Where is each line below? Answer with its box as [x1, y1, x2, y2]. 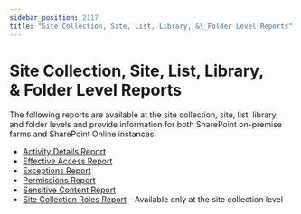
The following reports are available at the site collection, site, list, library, [9, 109, 278, 120]
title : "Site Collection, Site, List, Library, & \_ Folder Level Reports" [9, 22, 294, 31]
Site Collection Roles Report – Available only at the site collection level [22, 194, 283, 205]
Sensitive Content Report [22, 184, 116, 195]
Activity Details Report [22, 146, 107, 157]
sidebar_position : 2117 [9, 13, 99, 23]
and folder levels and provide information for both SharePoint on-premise [9, 119, 283, 130]
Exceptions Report [22, 165, 92, 176]
